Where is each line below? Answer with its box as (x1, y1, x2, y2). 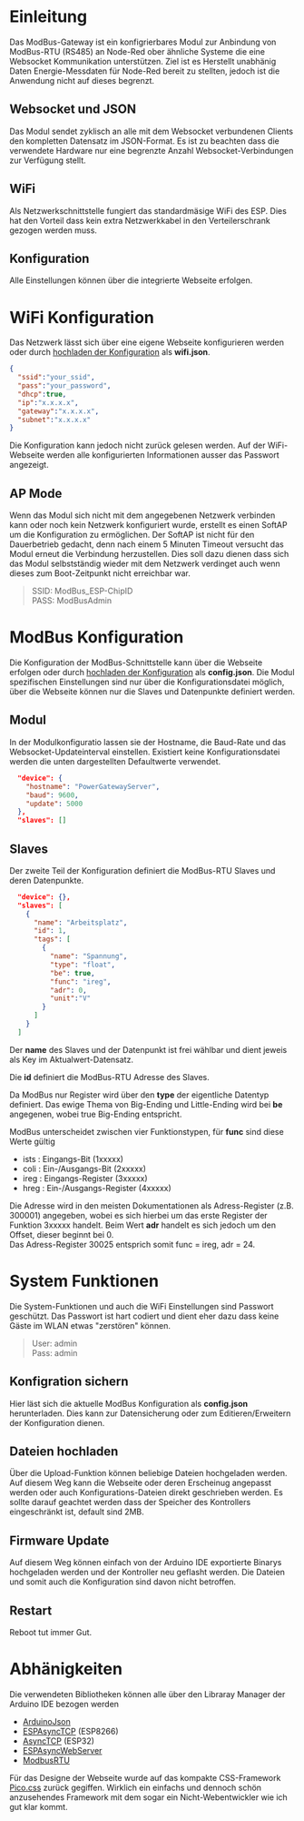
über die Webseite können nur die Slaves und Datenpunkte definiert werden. (9, 686, 296, 697)
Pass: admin (31, 1347, 78, 1358)
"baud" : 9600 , (25, 790, 79, 800)
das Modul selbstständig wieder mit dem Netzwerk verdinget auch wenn (9, 558, 281, 570)
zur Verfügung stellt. (9, 155, 86, 166)
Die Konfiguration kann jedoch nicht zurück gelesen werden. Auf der (9, 440, 266, 451)
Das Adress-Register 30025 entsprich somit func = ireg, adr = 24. (9, 1239, 256, 1249)
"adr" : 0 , (49, 986, 88, 995)
